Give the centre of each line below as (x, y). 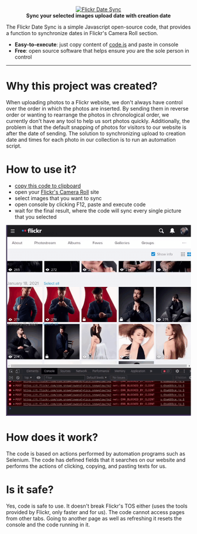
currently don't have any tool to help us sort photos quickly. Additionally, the (98, 121)
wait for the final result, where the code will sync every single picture (98, 211)
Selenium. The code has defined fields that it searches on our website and (96, 460)
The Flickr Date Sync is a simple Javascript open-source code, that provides (98, 27)
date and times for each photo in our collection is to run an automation (91, 140)
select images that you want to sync (58, 198)
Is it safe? (30, 490)
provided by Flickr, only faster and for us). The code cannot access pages (95, 512)
